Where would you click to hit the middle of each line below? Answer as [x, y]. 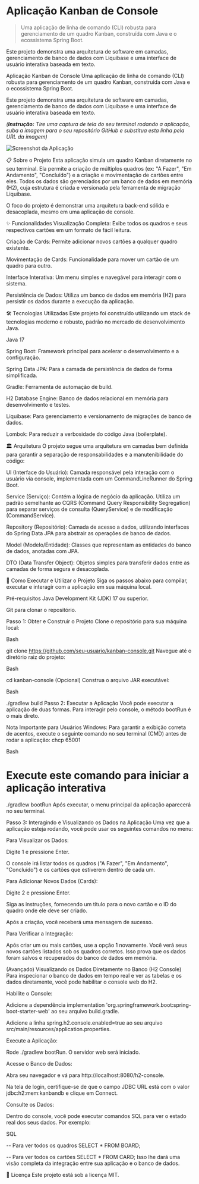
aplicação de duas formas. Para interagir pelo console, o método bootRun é [99, 709]
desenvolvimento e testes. [38, 404]
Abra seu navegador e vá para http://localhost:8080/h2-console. [86, 1075]
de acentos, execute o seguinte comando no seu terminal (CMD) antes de [97, 733]
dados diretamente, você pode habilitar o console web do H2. [82, 982]
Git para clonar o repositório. [41, 610]
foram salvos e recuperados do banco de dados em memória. [82, 957]
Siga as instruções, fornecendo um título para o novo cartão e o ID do [91, 904]
